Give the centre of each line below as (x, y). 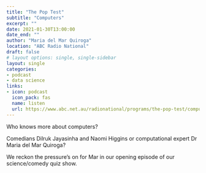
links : (15, 87)
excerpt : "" (21, 23)
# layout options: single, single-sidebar (61, 58)
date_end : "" (23, 35)
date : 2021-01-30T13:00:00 (41, 29)
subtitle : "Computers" (35, 18)
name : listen (29, 103)
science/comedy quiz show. (42, 163)
